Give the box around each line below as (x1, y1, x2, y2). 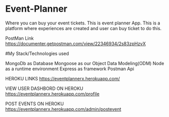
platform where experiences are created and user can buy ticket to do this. (5, 25, 162, 31)
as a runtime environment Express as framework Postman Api (5, 66, 134, 72)
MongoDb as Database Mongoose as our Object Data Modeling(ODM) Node (5, 60, 164, 66)
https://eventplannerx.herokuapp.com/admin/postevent (5, 106, 121, 112)
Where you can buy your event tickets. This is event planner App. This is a (5, 20, 160, 26)
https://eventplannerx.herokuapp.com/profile (5, 91, 100, 97)
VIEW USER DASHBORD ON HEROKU (5, 85, 84, 92)
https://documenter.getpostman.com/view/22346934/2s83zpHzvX (5, 40, 146, 46)
